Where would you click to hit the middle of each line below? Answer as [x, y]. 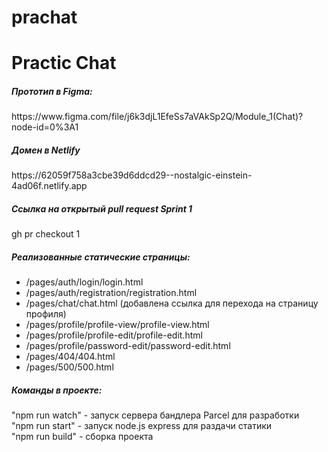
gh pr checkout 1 [46, 234]
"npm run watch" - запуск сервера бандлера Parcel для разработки [155, 415]
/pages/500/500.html [69, 367]
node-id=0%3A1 [45, 127]
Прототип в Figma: [52, 91]
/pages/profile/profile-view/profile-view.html [117, 325]
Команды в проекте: [57, 390]
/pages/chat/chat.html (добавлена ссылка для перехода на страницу [172, 303]
